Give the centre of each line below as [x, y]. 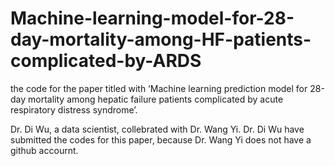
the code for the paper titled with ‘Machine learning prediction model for [159, 88]
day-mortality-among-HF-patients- [161, 39]
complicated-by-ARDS [106, 61]
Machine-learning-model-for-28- [152, 18]
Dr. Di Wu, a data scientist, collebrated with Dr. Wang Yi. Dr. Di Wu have [157, 129]
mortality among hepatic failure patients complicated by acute [156, 99]
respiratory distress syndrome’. [74, 109]
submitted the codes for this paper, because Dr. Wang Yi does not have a [161, 139]
